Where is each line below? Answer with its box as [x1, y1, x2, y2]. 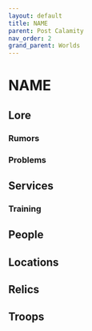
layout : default [8, 11, 62, 20]
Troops [8, 310, 45, 324]
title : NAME [8, 19, 48, 27]
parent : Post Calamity [8, 27, 84, 35]
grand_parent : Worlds [8, 42, 81, 50]
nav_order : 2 [8, 34, 52, 43]
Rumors [8, 132, 40, 143]
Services [8, 179, 54, 192]
